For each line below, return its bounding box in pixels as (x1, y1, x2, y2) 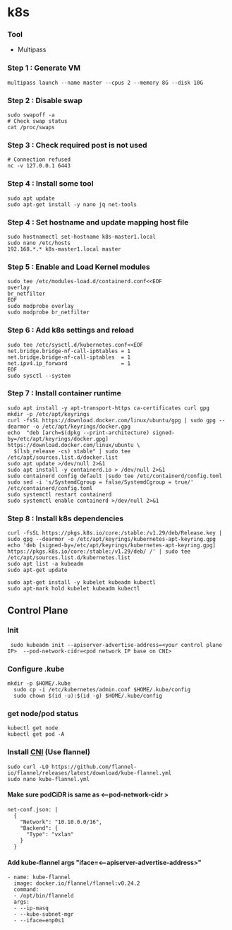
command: (13, 886, 39, 893)
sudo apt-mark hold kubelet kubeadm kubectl (7, 585, 140, 592)
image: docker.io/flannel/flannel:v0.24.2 (13, 880, 140, 887)
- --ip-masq (13, 905, 49, 912)
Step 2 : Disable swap (7, 95, 83, 105)
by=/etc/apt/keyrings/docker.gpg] (7, 435, 109, 442)
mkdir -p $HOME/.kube (7, 680, 71, 687)
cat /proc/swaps (7, 124, 55, 131)
